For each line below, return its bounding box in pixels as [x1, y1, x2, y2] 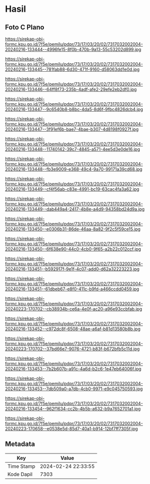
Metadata [5, 440, 35, 448]
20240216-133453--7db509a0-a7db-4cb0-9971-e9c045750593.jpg [5, 386, 143, 392]
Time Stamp [7, 463, 36, 470]
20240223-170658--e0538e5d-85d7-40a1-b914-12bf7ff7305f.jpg [5, 426, 138, 431]
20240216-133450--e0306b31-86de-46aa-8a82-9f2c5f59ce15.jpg [5, 226, 141, 232]
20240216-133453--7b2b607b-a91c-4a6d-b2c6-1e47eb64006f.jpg [5, 366, 142, 371]
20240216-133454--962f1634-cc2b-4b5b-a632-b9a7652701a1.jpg [5, 406, 141, 411]
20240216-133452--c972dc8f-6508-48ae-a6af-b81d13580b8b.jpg [5, 326, 141, 332]
